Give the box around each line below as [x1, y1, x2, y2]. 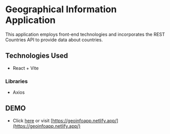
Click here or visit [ [12, 117, 53, 123]
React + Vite [12, 65, 39, 71]
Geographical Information [5, 4, 117, 15]
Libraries [5, 77, 28, 85]
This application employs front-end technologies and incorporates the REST [5, 31, 165, 37]
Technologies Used [5, 51, 68, 60]
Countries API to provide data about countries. [5, 37, 103, 43]
